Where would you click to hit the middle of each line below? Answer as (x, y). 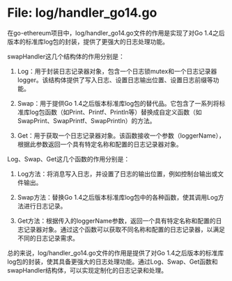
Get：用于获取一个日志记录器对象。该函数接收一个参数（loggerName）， (121, 135)
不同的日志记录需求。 (48, 238)
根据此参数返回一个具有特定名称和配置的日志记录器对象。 (100, 144)
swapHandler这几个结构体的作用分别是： (66, 56)
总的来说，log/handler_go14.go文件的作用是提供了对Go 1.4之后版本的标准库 (116, 252)
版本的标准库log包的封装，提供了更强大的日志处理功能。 (88, 41)
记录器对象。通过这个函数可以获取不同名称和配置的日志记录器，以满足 (124, 229)
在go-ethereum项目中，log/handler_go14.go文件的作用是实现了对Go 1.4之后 (116, 33)
